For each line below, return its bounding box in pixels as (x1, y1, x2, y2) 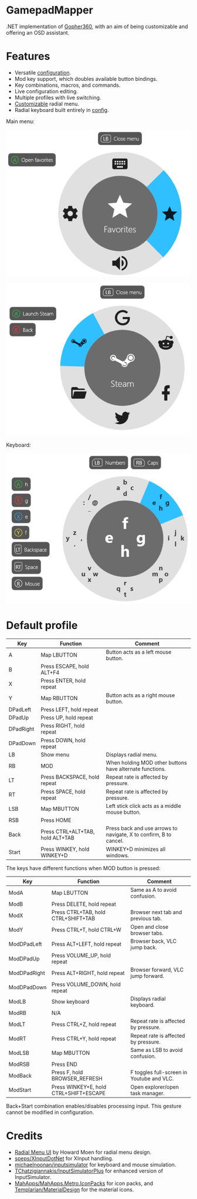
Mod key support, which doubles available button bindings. (14, 75, 158, 82)
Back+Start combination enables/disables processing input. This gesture (6, 1103, 182, 1110)
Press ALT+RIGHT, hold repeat (52, 969, 125, 976)
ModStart (8, 1086, 32, 1093)
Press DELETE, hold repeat (52, 901, 116, 908)
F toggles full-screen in (130, 1069, 188, 1076)
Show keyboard (52, 998, 90, 1006)
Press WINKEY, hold (40, 845, 90, 852)
